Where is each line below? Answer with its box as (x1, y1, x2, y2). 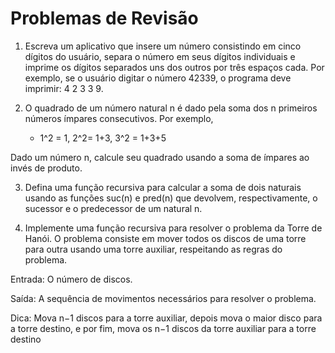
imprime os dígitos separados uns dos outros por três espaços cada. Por (24, 61, 325, 73)
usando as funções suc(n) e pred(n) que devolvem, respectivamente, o (24, 192, 318, 204)
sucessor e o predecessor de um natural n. (24, 202, 203, 214)
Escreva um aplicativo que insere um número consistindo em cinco (24, 40, 302, 52)
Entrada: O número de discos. (10, 273, 133, 285)
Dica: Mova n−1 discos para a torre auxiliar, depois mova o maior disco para (10, 312, 323, 324)
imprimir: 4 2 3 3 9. (24, 82, 104, 94)
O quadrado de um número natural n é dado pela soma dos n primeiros (24, 102, 318, 114)
